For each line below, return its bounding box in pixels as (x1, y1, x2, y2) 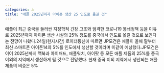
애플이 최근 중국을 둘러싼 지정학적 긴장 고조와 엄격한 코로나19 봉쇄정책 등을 (5, 25, 148, 32)
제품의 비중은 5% (5, 62, 38, 69)
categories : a (5, 7, 34, 12)
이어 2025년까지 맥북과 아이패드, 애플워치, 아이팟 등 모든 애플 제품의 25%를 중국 (5, 50, 159, 56)
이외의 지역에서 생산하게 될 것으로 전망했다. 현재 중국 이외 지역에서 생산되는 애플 (5, 56, 158, 62)
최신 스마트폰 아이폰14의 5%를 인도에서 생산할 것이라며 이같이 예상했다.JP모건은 (5, 44, 159, 50)
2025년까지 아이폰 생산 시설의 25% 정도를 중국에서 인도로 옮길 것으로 (10, 32, 143, 38)
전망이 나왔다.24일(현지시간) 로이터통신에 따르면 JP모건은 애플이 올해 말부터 (10, 38, 156, 44)
